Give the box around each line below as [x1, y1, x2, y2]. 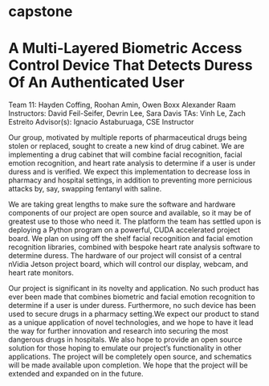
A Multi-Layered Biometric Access [8, 39, 243, 58]
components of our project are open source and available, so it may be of [8, 208, 251, 218]
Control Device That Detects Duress [8, 56, 253, 75]
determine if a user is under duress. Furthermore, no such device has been [8, 301, 257, 310]
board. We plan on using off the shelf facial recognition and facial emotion [8, 234, 253, 244]
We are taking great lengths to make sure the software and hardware [8, 199, 236, 209]
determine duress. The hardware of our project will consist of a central [8, 251, 243, 261]
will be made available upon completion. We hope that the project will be [8, 360, 248, 370]
